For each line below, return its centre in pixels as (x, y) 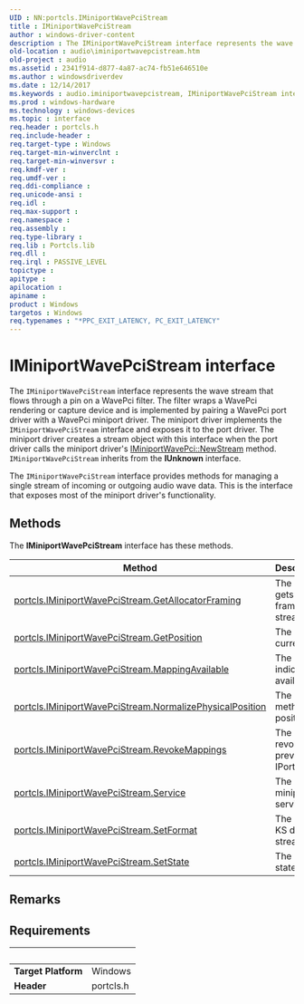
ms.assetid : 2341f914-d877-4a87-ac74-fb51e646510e (109, 69)
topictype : (32, 271)
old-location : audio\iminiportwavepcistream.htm (105, 52)
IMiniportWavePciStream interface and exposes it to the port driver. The (142, 430)
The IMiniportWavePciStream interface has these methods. (121, 545)
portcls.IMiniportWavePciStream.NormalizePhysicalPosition (140, 706)
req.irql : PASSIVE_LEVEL (58, 262)
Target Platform (48, 971)
